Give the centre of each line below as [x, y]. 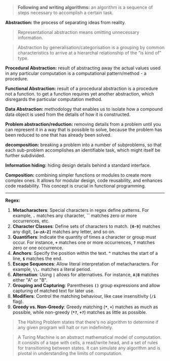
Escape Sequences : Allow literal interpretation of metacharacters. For [86, 264]
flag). [18, 301]
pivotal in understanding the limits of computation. [70, 353]
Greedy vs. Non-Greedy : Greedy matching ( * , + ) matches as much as [85, 307]
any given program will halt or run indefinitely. [65, 327]
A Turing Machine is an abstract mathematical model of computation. [90, 337]
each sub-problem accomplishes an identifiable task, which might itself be [83, 150]
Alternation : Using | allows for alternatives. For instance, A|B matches [86, 275]
